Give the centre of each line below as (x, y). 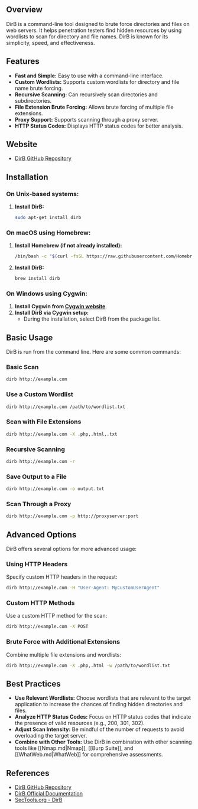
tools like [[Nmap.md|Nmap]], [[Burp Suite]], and (74, 748)
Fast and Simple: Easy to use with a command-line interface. (89, 76)
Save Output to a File (36, 477)
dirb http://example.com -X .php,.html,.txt (62, 434)
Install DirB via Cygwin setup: (52, 313)
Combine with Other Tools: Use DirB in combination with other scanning (103, 742)
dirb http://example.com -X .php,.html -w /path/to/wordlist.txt (88, 666)
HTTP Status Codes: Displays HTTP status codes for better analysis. (99, 126)
